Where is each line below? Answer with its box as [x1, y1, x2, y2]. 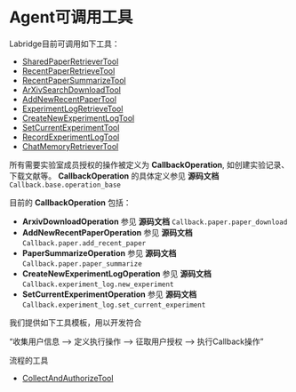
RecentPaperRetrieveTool [21, 65, 116, 76]
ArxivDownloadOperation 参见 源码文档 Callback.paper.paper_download [21, 216, 288, 227]
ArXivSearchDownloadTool [21, 84, 122, 95]
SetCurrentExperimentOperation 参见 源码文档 [21, 289, 197, 300]
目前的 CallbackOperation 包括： [9, 196, 132, 208]
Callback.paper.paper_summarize [21, 259, 142, 268]
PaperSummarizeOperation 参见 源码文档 [21, 247, 177, 258]
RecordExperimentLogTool [21, 132, 120, 142]
